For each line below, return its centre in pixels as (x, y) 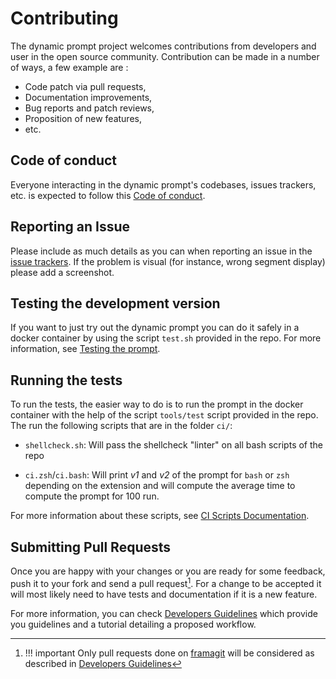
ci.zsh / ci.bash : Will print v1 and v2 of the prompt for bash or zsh (157, 475)
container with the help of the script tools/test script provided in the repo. (164, 415)
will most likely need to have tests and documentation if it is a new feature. (164, 594)
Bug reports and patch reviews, (89, 108)
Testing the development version (115, 303)
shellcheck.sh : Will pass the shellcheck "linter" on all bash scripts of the (173, 445)
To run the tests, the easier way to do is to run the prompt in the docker (157, 404)
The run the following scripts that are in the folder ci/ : (121, 426)
